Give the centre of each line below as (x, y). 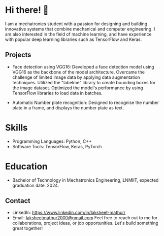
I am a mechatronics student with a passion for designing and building (76, 24)
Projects (18, 55)
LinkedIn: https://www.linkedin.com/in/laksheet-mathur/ (69, 213)
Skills (16, 127)
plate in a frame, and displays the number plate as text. (68, 107)
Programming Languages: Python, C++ (52, 141)
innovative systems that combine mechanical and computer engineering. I (80, 29)
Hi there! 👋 (27, 10)
